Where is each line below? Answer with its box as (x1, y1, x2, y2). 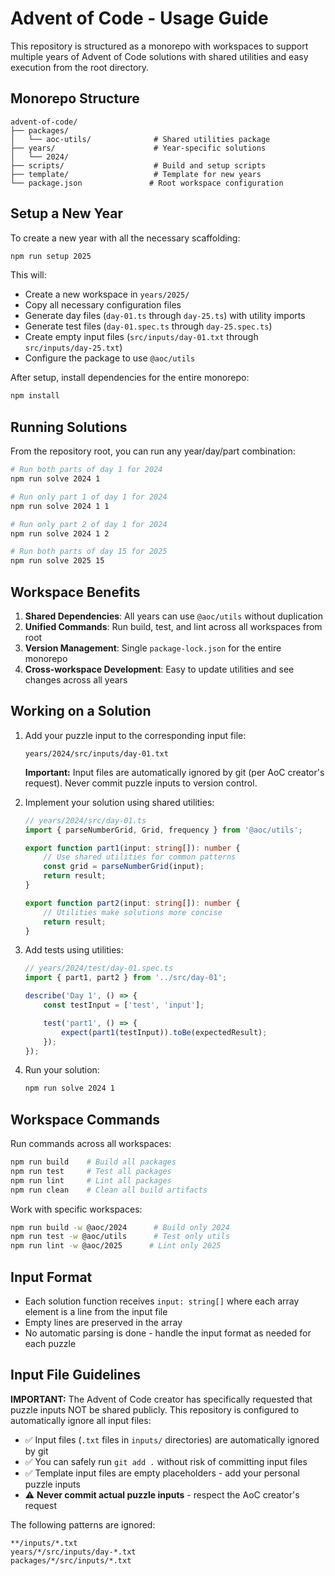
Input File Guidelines (10, 1367, 142, 1384)
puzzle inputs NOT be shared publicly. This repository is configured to (10, 1403, 300, 1416)
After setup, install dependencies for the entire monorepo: (10, 372, 250, 384)
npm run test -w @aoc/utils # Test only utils (10, 1232, 230, 1242)
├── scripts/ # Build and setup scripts (10, 160, 267, 171)
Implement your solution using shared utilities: (24, 796, 215, 808)
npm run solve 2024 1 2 (10, 528, 110, 539)
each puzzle (24, 1338, 77, 1349)
